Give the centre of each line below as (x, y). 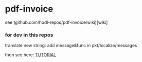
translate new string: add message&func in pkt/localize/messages (71, 46)
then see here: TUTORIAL (31, 55)
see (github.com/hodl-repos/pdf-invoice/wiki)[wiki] (56, 22)
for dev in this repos (29, 35)
